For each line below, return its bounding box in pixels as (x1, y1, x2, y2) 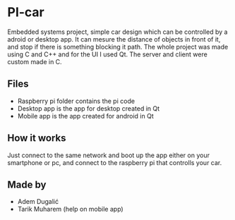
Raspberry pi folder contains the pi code (17, 97, 135, 105)
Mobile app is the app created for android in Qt (17, 111, 154, 120)
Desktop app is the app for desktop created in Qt (17, 104, 160, 113)
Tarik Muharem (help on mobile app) (17, 205, 123, 214)
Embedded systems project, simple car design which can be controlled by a (7, 28, 228, 36)
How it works (7, 132, 66, 145)
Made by (7, 178, 47, 190)
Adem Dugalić (17, 197, 59, 206)
